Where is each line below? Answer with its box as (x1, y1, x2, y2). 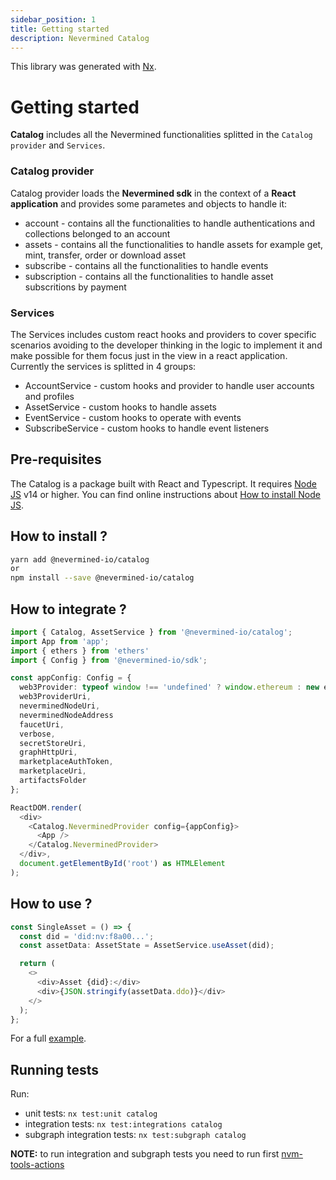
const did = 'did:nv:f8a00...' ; (19, 931, 155, 941)
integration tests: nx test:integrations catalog (24, 1118, 223, 1130)
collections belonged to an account (24, 227, 171, 240)
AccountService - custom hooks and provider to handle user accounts (24, 379, 315, 391)
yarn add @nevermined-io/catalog (10, 554, 150, 565)
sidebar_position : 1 (10, 14, 97, 25)
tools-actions (10, 1159, 65, 1171)
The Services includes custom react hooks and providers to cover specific (10, 328, 317, 340)
